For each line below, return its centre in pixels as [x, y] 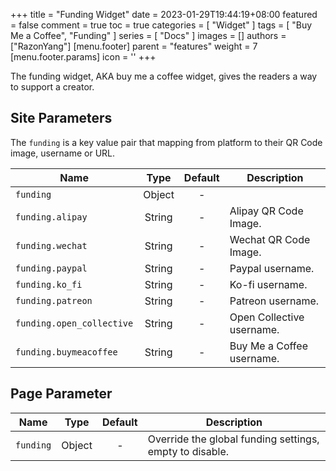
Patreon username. [274, 301]
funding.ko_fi [49, 284]
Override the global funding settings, [233, 439]
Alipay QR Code [266, 211]
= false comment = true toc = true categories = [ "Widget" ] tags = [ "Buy [161, 25]
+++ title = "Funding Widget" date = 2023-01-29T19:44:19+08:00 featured [164, 14]
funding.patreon [54, 300]
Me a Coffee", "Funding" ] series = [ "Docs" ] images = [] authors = [148, 35]
